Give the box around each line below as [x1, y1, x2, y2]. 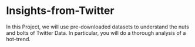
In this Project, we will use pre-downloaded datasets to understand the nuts [6, 23, 189, 30]
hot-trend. [6, 35, 31, 42]
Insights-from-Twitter [6, 4, 115, 17]
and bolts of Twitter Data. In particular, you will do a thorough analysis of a [6, 29, 186, 36]
